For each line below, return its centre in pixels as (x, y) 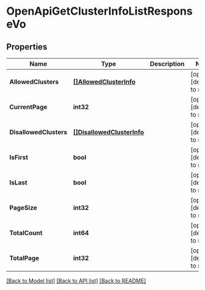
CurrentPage (28, 107)
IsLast (18, 183)
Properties (27, 47)
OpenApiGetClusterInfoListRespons (100, 11)
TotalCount (26, 233)
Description (167, 64)
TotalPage (24, 258)
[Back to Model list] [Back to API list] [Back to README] (76, 281)
